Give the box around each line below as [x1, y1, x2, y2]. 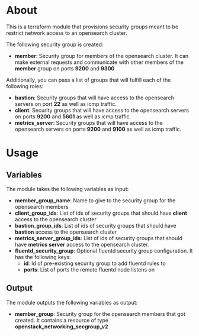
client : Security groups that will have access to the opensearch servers [14, 106, 190, 114]
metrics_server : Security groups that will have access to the [14, 119, 163, 126]
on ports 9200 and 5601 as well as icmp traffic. [14, 113, 131, 120]
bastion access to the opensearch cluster [14, 228, 117, 235]
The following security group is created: [6, 41, 104, 48]
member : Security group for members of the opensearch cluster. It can [14, 52, 189, 59]
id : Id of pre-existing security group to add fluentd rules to [23, 260, 166, 267]
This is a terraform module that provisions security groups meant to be [6, 23, 179, 30]
